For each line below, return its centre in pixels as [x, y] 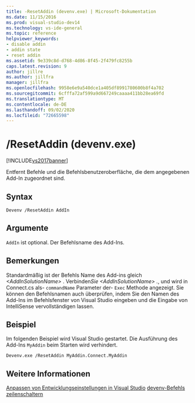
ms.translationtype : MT [35, 99]
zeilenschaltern [25, 394]
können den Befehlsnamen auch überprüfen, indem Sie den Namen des [93, 294]
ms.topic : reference [31, 33]
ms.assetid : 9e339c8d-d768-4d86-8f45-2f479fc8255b [69, 61]
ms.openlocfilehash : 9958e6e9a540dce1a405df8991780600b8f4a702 [85, 88]
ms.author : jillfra [30, 77]
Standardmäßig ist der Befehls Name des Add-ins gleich [74, 275]
